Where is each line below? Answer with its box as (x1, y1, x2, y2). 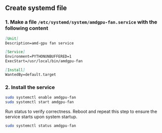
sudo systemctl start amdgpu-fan (5, 100, 74, 104)
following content (5, 25, 48, 32)
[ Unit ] (5, 36, 19, 41)
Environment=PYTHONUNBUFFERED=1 (5, 54, 72, 59)
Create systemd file (5, 4, 67, 12)
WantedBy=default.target (5, 72, 56, 77)
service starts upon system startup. (5, 113, 78, 120)
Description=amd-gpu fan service (5, 40, 74, 46)
